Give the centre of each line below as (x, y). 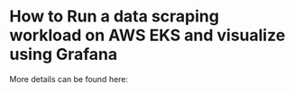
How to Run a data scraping (114, 17)
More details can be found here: (69, 79)
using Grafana (64, 54)
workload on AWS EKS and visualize (147, 35)
